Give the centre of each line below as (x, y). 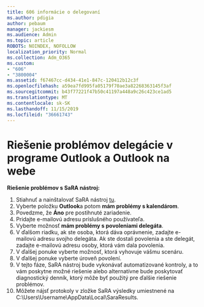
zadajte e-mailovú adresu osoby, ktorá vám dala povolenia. (90, 245)
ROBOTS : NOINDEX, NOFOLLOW (41, 47)
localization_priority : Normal (47, 52)
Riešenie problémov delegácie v (90, 145)
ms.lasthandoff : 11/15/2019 (43, 109)
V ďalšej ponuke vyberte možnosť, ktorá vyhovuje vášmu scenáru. (100, 252)
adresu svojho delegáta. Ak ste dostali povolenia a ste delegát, (116, 239)
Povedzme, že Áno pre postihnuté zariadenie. (74, 213)
